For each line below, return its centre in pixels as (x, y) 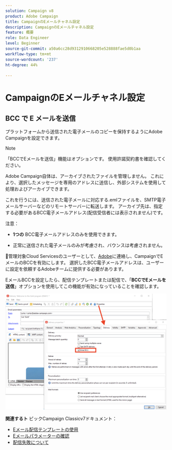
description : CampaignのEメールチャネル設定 (50, 27)
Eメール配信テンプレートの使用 (45, 429)
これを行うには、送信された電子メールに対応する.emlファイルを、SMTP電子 (86, 200)
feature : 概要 (20, 33)
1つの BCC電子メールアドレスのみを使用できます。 (66, 234)
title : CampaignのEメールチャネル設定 (43, 22)
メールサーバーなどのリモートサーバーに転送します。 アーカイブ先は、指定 (84, 206)
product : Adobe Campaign (32, 16)
